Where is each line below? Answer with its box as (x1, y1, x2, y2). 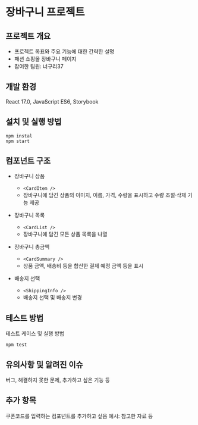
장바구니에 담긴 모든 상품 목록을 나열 (23, 230, 108, 238)
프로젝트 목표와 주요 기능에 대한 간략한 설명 (14, 48, 115, 55)
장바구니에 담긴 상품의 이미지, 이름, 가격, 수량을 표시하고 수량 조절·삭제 (23, 192, 187, 199)
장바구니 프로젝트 (5, 5, 85, 19)
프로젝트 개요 (5, 31, 51, 41)
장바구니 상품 (14, 173, 45, 180)
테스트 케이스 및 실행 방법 (5, 330, 65, 337)
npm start (5, 138, 30, 144)
